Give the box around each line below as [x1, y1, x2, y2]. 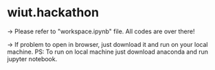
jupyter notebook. [7, 54, 58, 63]
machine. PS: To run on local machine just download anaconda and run [7, 48, 208, 56]
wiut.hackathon [7, 5, 100, 20]
